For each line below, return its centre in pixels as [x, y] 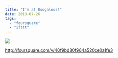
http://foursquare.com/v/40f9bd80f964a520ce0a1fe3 [59, 50]
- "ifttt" [19, 28]
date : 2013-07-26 [23, 14]
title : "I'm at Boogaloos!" [34, 9]
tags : [10, 18]
